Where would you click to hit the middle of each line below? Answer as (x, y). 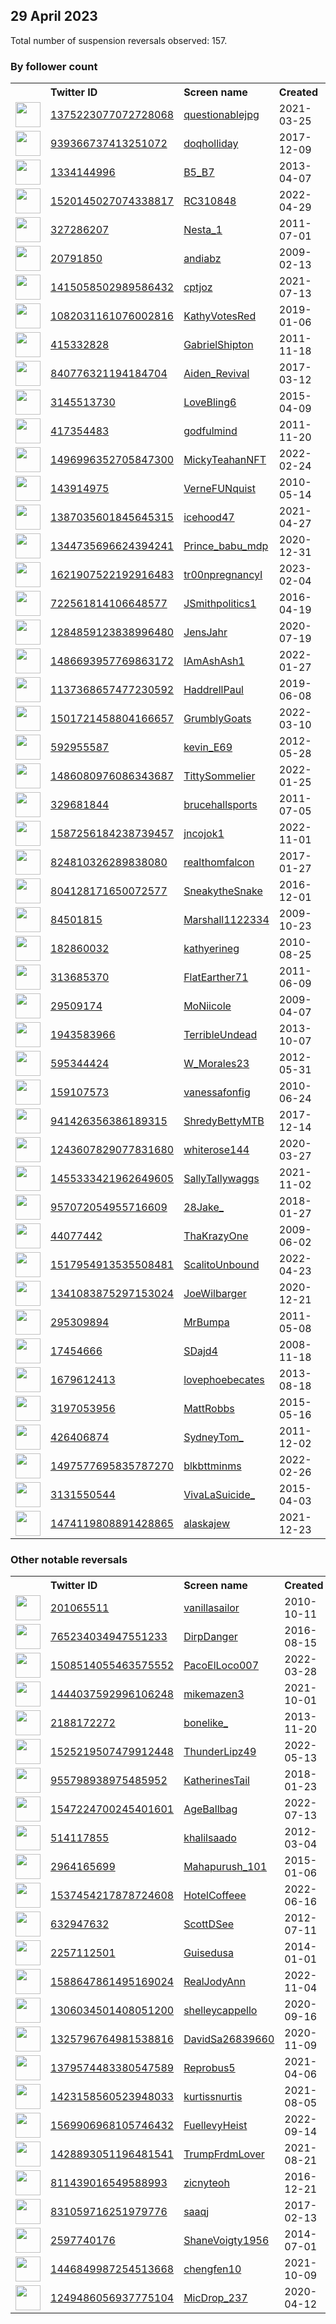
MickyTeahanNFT (225, 460)
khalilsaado (210, 1838)
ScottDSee (209, 1924)
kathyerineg (211, 949)
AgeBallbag (210, 1809)
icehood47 (209, 517)
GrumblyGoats (217, 719)
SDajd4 (200, 1351)
